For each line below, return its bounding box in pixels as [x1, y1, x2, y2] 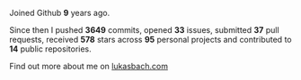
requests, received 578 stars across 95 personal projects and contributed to [9, 35, 292, 44]
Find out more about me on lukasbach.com [9, 61, 169, 71]
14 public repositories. [9, 44, 92, 54]
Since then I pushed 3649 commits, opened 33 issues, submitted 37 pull [9, 25, 280, 35]
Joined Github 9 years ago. [9, 8, 111, 18]
